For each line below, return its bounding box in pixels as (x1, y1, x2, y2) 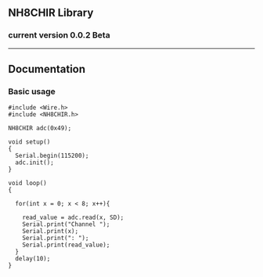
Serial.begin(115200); (15, 152, 89, 160)
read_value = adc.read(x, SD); (22, 213, 124, 222)
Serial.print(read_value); (22, 241, 110, 250)
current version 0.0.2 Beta (8, 30, 111, 41)
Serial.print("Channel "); (22, 221, 110, 228)
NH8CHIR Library (8, 6, 94, 20)
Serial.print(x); (22, 228, 79, 235)
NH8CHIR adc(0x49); (8, 125, 72, 133)
